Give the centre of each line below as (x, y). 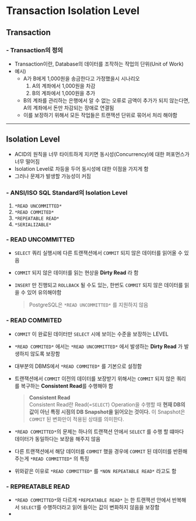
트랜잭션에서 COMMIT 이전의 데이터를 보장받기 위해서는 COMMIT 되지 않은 (95, 378)
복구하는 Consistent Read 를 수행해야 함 (67, 386)
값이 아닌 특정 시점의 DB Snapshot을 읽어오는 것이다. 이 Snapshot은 (107, 412)
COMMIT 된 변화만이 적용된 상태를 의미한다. (76, 419)
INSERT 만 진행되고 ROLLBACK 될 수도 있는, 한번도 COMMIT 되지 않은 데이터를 (99, 285)
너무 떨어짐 (27, 161)
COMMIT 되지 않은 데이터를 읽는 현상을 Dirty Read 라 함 (76, 272)
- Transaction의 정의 (34, 50)
